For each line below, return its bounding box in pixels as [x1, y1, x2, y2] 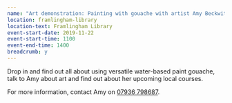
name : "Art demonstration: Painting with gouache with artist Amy [7, 10, 202, 17]
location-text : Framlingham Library [7, 23, 113, 30]
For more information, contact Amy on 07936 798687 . [7, 87, 160, 96]
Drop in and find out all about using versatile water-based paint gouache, [7, 67, 215, 76]
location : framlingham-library [7, 16, 97, 23]
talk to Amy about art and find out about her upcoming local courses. [7, 74, 204, 82]
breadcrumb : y [7, 49, 48, 56]
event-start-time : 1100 [7, 36, 76, 43]
